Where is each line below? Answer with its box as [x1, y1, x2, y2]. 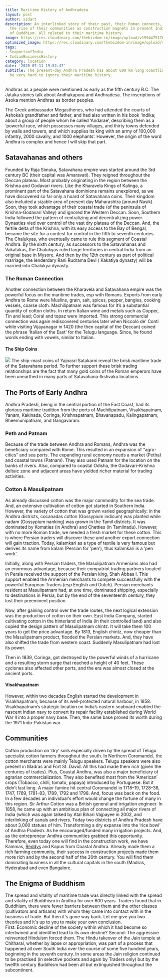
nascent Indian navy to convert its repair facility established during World [5, 709, 156, 715]
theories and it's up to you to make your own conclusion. [5, 919, 122, 925]
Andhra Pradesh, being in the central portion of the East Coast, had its [5, 402, 150, 407]
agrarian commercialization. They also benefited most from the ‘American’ [5, 774, 157, 780]
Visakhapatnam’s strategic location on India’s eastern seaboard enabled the [5, 703, 161, 710]
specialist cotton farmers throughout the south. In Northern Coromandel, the [5, 753, 162, 759]
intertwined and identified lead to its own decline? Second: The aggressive [5, 930, 159, 936]
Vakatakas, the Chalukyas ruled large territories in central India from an [5, 246, 151, 252]
